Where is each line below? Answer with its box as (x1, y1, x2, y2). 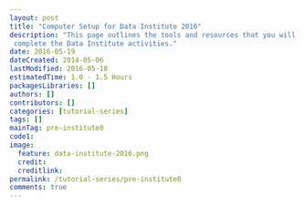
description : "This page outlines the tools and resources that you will (9, 30, 297, 39)
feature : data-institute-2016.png (17, 149, 149, 158)
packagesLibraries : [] (9, 81, 96, 90)
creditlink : (17, 166, 64, 175)
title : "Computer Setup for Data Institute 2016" (9, 22, 203, 31)
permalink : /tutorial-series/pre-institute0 (9, 174, 182, 183)
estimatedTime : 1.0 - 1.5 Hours (9, 73, 132, 82)
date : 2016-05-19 (9, 47, 76, 57)
